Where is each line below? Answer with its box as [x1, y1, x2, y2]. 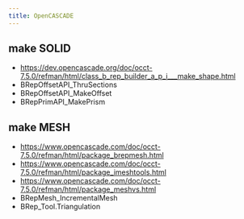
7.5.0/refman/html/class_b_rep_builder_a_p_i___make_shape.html [19, 72, 236, 81]
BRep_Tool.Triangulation [19, 202, 101, 212]
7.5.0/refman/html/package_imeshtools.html [19, 167, 167, 177]
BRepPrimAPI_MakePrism [19, 97, 106, 107]
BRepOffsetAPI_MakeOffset [19, 89, 112, 98]
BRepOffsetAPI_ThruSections [19, 80, 117, 89]
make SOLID [8, 42, 71, 56]
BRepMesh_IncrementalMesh [19, 193, 119, 203]
